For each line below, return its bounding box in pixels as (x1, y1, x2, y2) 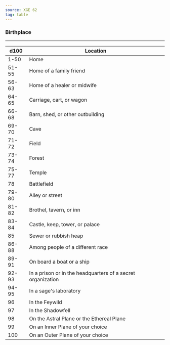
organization (29, 276, 59, 283)
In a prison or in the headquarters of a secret (29, 269, 136, 276)
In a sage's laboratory (29, 287, 81, 294)
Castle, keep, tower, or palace (29, 221, 100, 228)
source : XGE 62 (5, 7, 37, 13)
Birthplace (5, 29, 32, 36)
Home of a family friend (29, 67, 86, 74)
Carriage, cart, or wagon (29, 96, 88, 103)
